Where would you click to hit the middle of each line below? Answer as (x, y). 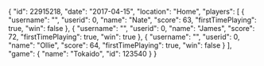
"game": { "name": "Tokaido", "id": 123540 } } (83, 54)
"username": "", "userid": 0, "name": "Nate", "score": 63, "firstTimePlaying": (132, 20)
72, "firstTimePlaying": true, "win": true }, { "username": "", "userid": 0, (124, 37)
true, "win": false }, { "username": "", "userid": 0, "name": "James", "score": (132, 28)
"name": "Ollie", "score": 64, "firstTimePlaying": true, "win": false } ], (120, 45)
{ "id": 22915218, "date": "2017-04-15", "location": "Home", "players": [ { (126, 12)
